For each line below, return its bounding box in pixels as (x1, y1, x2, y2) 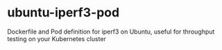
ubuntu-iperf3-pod (7, 5, 120, 21)
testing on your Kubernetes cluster (7, 34, 106, 42)
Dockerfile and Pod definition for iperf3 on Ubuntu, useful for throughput (7, 27, 215, 36)
